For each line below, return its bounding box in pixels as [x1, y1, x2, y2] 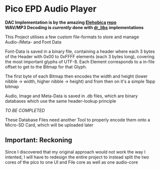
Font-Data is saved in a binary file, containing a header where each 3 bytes [5, 48, 155, 54]
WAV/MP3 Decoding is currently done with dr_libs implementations [5, 24, 144, 30]
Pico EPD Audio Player [5, 3, 97, 15]
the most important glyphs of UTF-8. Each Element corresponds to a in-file [5, 59, 155, 64]
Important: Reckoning [5, 136, 72, 144]
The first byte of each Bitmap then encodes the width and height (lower [5, 73, 148, 79]
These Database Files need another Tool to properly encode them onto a [5, 117, 150, 123]
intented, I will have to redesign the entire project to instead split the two [5, 154, 149, 160]
